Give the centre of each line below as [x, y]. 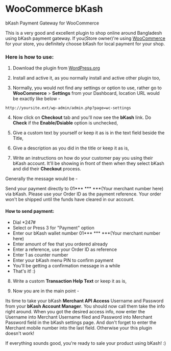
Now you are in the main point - [46, 291]
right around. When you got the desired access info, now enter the [75, 312]
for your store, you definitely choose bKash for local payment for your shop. [85, 43]
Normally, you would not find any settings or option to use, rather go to [87, 88]
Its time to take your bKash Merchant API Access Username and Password [84, 301]
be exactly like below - [36, 99]
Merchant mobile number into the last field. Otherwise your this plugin [79, 328]
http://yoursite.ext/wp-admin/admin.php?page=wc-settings [68, 108]
